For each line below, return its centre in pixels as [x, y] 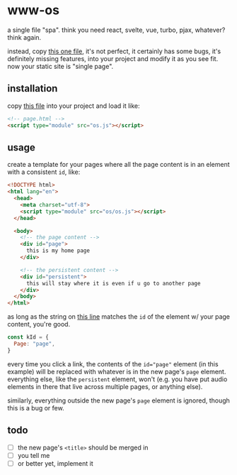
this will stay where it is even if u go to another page [113, 283]
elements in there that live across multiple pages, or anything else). [105, 386]
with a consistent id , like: [44, 172]
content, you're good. [39, 324]
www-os [34, 10]
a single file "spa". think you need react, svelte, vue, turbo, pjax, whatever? [116, 30]
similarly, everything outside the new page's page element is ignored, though [118, 400]
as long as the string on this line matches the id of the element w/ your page [119, 317]
